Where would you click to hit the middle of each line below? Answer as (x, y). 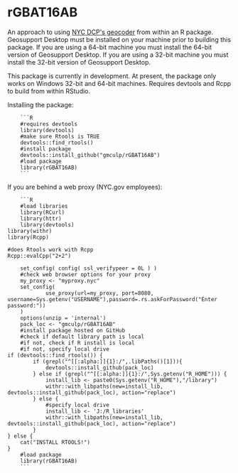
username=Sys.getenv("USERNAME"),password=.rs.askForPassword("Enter (113, 299)
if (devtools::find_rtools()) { (55, 355)
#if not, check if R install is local (77, 343)
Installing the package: (40, 104)
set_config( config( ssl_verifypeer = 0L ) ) (89, 268)
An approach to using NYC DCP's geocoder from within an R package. (110, 32)
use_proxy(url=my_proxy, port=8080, (99, 293)
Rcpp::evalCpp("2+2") (39, 256)
